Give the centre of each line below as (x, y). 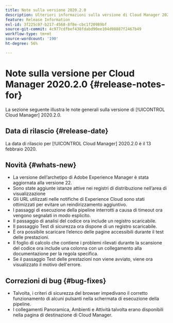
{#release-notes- (127, 84)
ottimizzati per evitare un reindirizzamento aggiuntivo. (70, 205)
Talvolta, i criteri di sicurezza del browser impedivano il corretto (80, 293)
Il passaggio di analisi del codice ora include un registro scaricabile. (85, 221)
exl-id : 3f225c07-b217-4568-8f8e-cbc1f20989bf (56, 24)
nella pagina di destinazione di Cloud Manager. (62, 315)
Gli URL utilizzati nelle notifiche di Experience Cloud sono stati (79, 199)
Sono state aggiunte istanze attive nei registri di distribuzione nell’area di (90, 188)
